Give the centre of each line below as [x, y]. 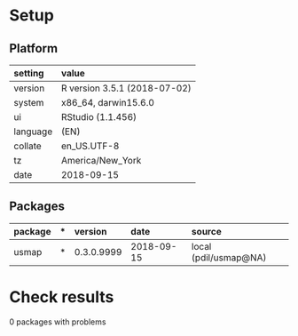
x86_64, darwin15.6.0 [108, 103]
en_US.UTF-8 [90, 146]
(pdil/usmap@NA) [229, 257]
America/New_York [101, 160]
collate [27, 146]
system [29, 103]
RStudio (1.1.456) [99, 117]
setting [29, 73]
